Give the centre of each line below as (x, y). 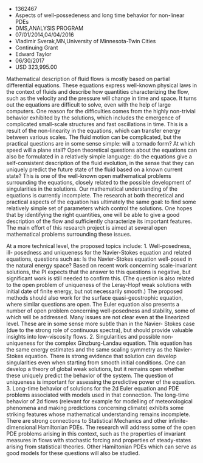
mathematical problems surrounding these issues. (69, 234)
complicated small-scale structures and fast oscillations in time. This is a (97, 124)
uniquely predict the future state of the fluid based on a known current (95, 169)
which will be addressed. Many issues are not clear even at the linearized (98, 317)
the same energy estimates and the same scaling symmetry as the (89, 349)
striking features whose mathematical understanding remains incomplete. (98, 414)
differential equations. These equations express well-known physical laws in (102, 85)
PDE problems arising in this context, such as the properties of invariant (96, 434)
